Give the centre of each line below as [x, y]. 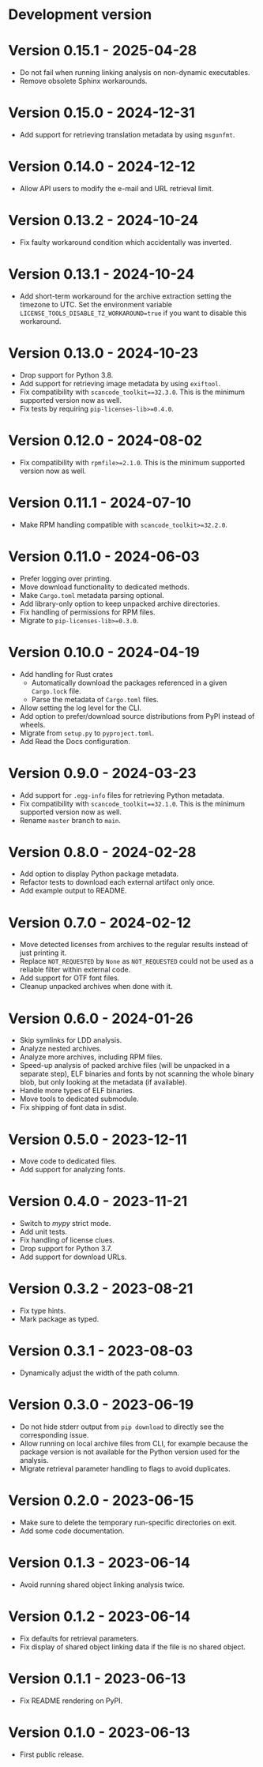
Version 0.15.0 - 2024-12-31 [101, 113]
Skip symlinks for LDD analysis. [71, 1040]
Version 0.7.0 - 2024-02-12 [100, 923]
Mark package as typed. [59, 1319]
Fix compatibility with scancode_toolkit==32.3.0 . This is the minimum [132, 392]
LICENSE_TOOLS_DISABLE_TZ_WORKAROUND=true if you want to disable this [133, 313]
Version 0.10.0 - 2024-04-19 [104, 652]
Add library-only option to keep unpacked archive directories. [120, 603]
